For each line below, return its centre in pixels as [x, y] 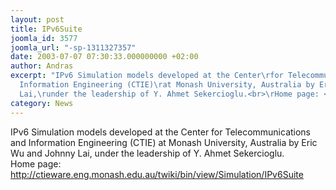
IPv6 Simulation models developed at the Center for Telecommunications [161, 132]
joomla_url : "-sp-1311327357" [73, 47]
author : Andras [42, 66]
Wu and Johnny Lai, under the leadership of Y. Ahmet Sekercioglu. [147, 153]
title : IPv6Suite [46, 29]
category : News [42, 103]
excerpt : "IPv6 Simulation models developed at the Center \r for [147, 76]
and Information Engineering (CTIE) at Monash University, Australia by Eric [164, 142]
